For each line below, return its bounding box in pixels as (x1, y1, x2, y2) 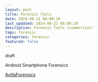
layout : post (5, 7, 32, 12)
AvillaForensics (5, 72, 36, 78)
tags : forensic (5, 30, 36, 35)
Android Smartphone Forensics (5, 62, 68, 68)
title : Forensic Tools (5, 12, 52, 17)
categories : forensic (5, 35, 50, 40)
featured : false (5, 39, 38, 44)
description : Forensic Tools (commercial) (5, 26, 94, 30)
